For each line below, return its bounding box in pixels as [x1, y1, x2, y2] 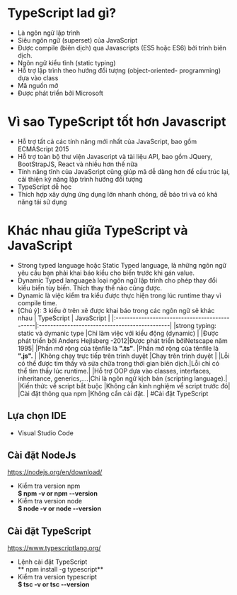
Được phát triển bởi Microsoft [17, 89, 104, 97]
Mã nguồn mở [17, 81, 59, 89]
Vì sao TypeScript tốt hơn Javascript [7, 114, 226, 130]
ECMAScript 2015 [17, 144, 69, 153]
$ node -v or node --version [17, 504, 101, 513]
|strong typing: [173, 321, 217, 329]
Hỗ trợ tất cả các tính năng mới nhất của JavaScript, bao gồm [17, 137, 197, 146]
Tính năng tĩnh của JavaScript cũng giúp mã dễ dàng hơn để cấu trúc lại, [17, 167, 231, 175]
